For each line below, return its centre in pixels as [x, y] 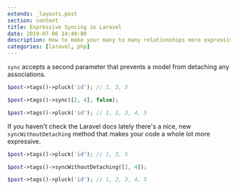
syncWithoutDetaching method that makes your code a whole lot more [109, 133]
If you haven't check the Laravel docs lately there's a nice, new [99, 126]
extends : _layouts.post [42, 14]
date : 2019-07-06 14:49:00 [47, 34]
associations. [27, 74]
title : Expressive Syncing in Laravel [64, 27]
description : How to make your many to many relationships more [104, 40]
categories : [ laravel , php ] [49, 47]
